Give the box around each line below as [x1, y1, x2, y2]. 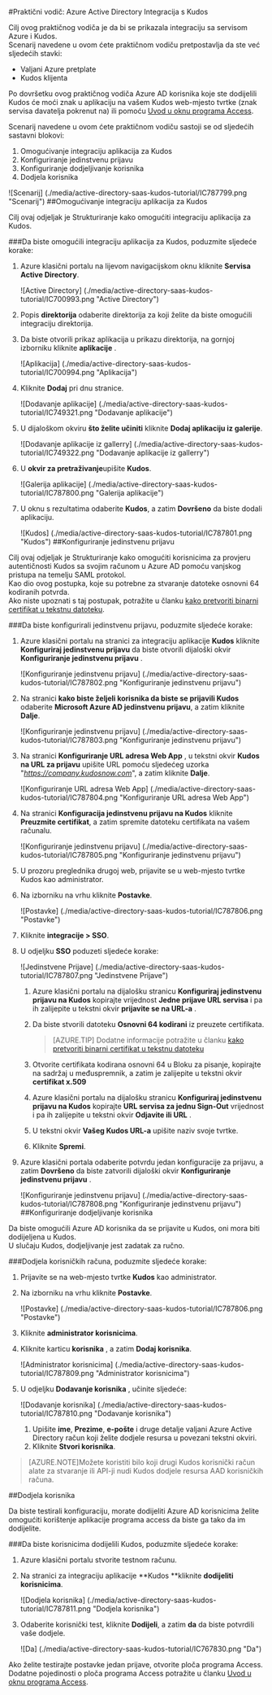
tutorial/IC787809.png [19, 1369, 94, 1378]
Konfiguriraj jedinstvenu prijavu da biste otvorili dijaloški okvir [19, 644, 231, 654]
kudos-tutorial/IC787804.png [19, 793, 118, 802]
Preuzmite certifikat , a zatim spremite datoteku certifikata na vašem [19, 817, 250, 827]
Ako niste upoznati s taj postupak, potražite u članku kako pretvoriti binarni [8, 596, 259, 605]
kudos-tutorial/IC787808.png [19, 1199, 118, 1208]
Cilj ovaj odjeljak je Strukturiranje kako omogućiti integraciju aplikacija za [8, 212, 252, 222]
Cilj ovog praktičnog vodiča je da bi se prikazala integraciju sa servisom [8, 23, 248, 32]
